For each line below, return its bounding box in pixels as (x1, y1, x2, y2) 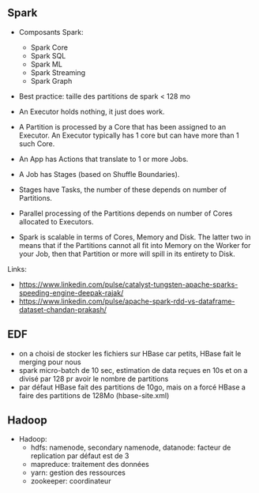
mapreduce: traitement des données (30, 460, 149, 469)
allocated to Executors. (18, 216, 94, 226)
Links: (7, 264, 27, 273)
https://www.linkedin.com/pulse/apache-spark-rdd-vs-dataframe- (18, 296, 235, 306)
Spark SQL (30, 51, 66, 60)
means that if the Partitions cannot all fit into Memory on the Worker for (18, 240, 251, 250)
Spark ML (30, 59, 62, 69)
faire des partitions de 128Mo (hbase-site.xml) (18, 390, 170, 400)
